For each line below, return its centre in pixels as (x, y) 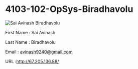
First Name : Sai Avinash (30, 32)
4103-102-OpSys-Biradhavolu (69, 9)
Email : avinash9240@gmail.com (39, 52)
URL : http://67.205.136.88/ (32, 61)
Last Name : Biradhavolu (31, 42)
